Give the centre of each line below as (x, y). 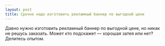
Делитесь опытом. (25, 38)
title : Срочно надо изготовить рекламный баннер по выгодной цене (75, 14)
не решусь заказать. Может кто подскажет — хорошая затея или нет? (79, 33)
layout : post (19, 10)
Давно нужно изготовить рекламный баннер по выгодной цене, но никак (82, 28)
